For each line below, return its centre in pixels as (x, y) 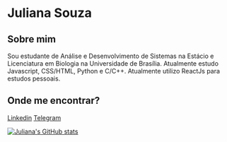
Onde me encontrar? (54, 101)
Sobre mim (32, 39)
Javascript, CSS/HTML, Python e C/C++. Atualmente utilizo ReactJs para (114, 71)
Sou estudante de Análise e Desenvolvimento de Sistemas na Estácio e (111, 56)
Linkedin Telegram (34, 117)
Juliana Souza (50, 13)
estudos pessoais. (34, 78)
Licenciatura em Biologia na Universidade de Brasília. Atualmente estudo (113, 64)
